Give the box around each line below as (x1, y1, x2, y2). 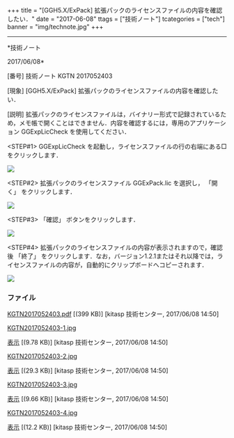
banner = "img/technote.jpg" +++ (7, 23, 104, 31)
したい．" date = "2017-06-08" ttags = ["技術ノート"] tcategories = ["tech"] (7, 15, 225, 23)
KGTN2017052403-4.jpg (7, 409, 78, 417)
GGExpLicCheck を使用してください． (20, 127, 131, 136)
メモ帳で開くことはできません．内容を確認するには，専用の (19, 119, 190, 127)
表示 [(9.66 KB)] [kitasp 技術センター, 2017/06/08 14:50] (7, 395, 169, 403)
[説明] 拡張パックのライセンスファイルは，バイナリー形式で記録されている (7, 110, 221, 118)
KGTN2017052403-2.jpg (7, 352, 78, 361)
